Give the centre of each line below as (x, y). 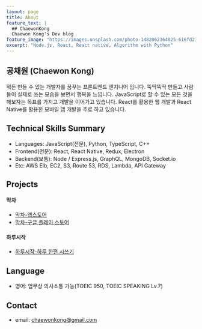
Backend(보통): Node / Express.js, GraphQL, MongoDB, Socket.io (95, 158)
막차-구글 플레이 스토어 (42, 222)
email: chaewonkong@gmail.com (56, 319)
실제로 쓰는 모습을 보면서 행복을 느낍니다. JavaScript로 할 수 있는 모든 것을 (105, 94)
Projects (22, 184)
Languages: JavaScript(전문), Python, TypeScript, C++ (82, 143)
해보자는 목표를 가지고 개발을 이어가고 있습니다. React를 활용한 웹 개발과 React (99, 101)
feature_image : (25, 40)
